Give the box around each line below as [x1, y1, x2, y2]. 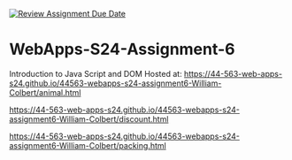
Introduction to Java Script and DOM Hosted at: [9, 68, 183, 79]
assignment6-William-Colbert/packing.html [9, 140, 166, 150]
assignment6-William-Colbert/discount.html [9, 113, 169, 124]
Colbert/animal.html [9, 87, 81, 97]
